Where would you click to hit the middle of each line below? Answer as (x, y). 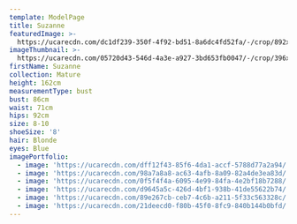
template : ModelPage (47, 17)
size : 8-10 (29, 124)
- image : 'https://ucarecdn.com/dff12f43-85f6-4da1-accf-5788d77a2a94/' (154, 165)
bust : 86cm (29, 99)
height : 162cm (35, 83)
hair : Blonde (33, 140)
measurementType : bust (51, 91)
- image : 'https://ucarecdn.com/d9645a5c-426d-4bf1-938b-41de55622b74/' (154, 190)
